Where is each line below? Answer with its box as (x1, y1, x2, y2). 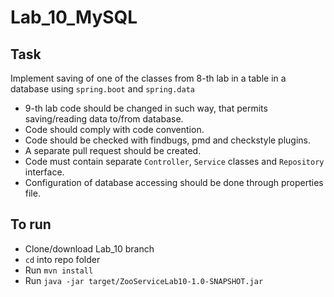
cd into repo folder (24, 253, 101, 265)
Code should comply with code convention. (24, 124, 205, 135)
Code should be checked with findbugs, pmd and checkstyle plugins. (24, 134, 312, 146)
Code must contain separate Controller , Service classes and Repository (24, 156, 325, 167)
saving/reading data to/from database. (24, 113, 184, 125)
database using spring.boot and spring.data (10, 83, 195, 95)
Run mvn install (24, 264, 94, 276)
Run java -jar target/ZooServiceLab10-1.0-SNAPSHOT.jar (24, 274, 264, 286)
